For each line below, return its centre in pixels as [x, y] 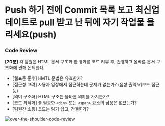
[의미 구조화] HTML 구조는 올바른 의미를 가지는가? [61, 97]
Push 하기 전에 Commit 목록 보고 [69, 10]
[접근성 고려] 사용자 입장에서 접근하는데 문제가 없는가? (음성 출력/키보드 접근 [86, 85]
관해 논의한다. [31, 68]
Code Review [21, 51]
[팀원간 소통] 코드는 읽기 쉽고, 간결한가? [50, 109]
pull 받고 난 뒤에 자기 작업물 [92, 22]
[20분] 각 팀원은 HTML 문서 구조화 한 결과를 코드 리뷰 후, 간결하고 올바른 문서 [80, 62]
